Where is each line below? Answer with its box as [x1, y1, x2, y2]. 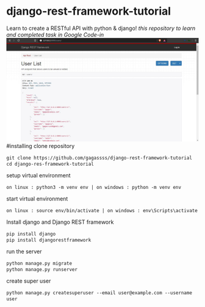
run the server [6, 248, 42, 255]
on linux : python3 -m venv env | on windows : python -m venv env [6, 185, 182, 191]
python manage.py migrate [6, 261, 72, 267]
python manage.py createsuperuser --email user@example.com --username [6, 290, 192, 296]
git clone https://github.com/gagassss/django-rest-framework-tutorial [6, 155, 192, 161]
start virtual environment [6, 195, 68, 202]
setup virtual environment [6, 172, 71, 179]
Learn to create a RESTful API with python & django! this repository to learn [6, 24, 196, 32]
